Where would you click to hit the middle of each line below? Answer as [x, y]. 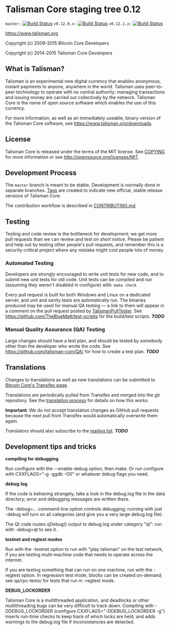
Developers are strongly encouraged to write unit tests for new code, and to [84, 274]
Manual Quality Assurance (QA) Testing [55, 329]
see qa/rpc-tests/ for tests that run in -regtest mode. [60, 581]
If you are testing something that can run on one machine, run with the [79, 570]
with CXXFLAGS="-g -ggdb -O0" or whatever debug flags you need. [77, 474]
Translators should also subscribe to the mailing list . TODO [67, 430]
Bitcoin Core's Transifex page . [37, 385]
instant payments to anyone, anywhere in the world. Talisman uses [75, 86]
